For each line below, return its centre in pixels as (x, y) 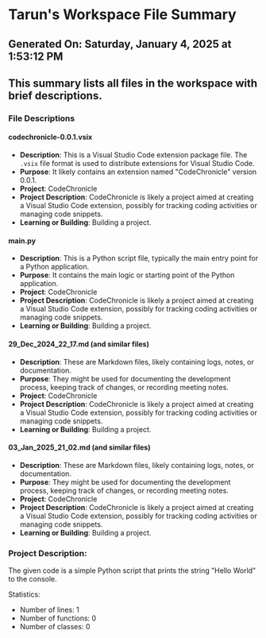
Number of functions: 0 (58, 618)
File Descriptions (42, 118)
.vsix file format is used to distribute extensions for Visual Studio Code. (137, 164)
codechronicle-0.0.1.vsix (50, 137)
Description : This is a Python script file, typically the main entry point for (139, 258)
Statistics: (25, 594)
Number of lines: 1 (49, 610)
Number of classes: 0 (55, 626)
